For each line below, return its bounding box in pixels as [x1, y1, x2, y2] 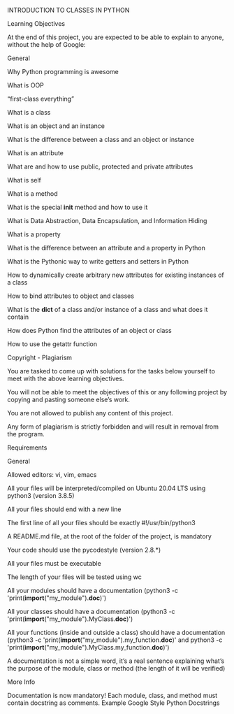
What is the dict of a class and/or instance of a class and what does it [7, 306, 208, 313]
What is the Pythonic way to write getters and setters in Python [7, 257, 189, 265]
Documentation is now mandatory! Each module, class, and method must [7, 692, 218, 699]
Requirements [7, 443, 47, 452]
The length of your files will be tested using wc [7, 573, 142, 581]
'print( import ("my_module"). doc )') [7, 594, 107, 602]
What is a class [7, 108, 51, 116]
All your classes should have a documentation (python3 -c [7, 608, 176, 615]
